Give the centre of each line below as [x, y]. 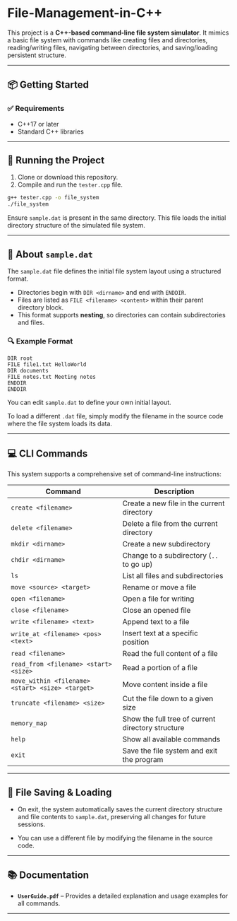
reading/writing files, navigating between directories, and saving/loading [113, 47]
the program [143, 760]
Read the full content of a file [170, 654]
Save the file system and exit [170, 751]
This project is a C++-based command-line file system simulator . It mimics [118, 33]
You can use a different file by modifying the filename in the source [115, 838]
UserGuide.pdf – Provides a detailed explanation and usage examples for [123, 896]
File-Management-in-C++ [85, 13]
